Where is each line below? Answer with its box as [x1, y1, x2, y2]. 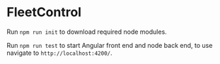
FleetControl [6, 4, 82, 20]
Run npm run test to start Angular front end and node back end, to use [6, 41, 213, 49]
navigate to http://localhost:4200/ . [6, 49, 112, 57]
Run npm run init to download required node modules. [6, 27, 167, 36]
